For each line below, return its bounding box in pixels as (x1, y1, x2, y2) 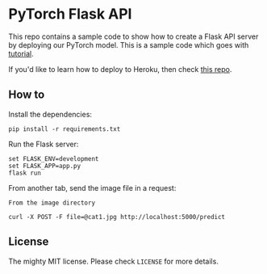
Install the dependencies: (8, 109, 93, 119)
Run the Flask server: (8, 139, 79, 149)
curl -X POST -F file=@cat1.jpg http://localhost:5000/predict (8, 213, 226, 221)
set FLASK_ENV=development (8, 154, 99, 162)
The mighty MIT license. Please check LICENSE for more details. (8, 256, 219, 266)
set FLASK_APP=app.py (8, 162, 81, 170)
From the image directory (8, 199, 95, 207)
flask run (8, 169, 42, 177)
